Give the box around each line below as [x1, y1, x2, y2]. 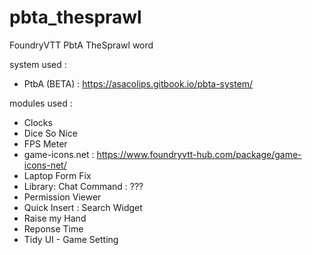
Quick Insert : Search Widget [23, 201, 143, 213]
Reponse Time [23, 222, 84, 235]
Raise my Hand [23, 212, 87, 224]
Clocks [23, 116, 53, 128]
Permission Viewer [23, 191, 102, 203]
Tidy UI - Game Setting [23, 233, 119, 245]
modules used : [9, 97, 73, 109]
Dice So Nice [23, 127, 78, 139]
